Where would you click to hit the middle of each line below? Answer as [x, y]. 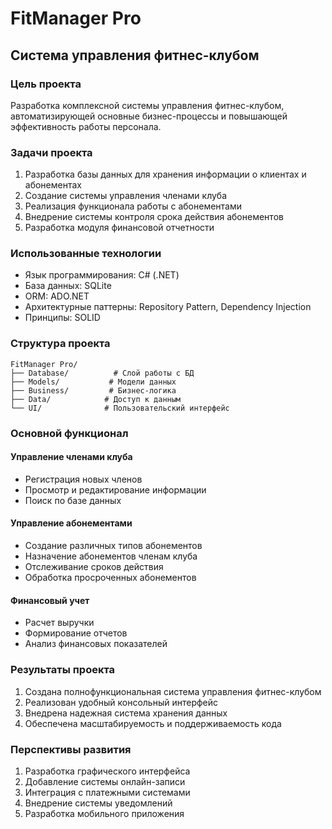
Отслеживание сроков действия [94, 567]
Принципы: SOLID [62, 318]
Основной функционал [69, 433]
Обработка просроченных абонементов [110, 578]
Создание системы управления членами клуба [126, 196]
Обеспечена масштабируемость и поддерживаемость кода [153, 723]
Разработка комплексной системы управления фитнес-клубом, [147, 105]
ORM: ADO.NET [57, 296]
